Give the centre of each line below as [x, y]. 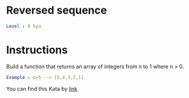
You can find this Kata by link [42, 88]
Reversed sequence [57, 10]
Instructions [37, 50]
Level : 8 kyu [24, 26]
